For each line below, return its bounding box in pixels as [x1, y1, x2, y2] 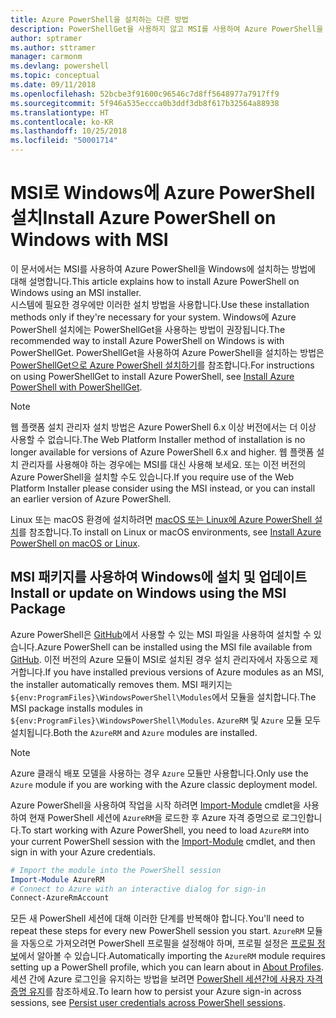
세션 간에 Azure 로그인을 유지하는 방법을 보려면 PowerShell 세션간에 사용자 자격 [10, 973, 323, 985]
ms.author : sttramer [10, 42, 97, 53]
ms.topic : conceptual [10, 71, 101, 81]
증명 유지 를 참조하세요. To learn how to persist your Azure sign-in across [10, 986, 302, 998]
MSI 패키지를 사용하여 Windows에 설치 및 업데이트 [10, 569, 308, 586]
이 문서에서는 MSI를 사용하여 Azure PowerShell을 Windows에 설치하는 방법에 [10, 262, 317, 275]
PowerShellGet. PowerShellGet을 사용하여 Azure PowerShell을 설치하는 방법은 [10, 346, 325, 358]
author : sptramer [10, 33, 83, 43]
